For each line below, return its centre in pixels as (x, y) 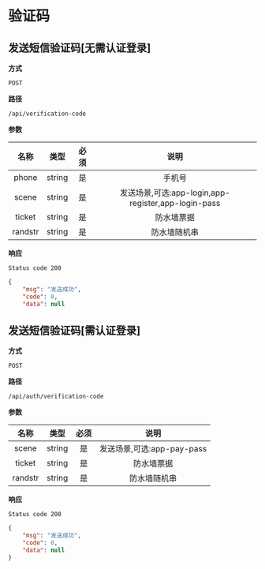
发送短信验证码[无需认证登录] (80, 48)
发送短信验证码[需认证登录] (74, 330)
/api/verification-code (47, 114)
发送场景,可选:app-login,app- (175, 193)
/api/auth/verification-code (56, 397)
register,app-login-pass (175, 203)
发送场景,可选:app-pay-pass (153, 449)
